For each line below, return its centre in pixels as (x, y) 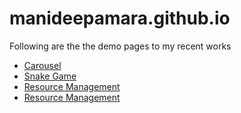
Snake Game (50, 76)
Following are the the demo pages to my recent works (120, 46)
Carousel (42, 65)
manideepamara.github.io (120, 18)
